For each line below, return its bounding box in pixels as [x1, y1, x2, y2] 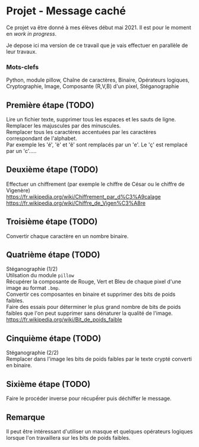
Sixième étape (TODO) [6, 379, 91, 389]
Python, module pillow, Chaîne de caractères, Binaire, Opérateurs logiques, [6, 76, 190, 84]
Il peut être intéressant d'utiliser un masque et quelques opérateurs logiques [6, 427, 193, 435]
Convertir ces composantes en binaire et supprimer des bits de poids [6, 290, 176, 298]
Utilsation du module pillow [6, 272, 74, 279]
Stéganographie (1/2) [6, 265, 58, 273]
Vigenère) [6, 186, 31, 194]
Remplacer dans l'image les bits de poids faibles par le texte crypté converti [6, 355, 192, 362]
